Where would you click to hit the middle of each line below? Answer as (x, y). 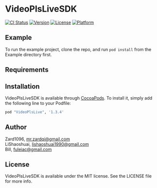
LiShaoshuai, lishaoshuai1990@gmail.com (47, 144)
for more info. (19, 181)
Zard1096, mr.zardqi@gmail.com (38, 139)
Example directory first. (28, 54)
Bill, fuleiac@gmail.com (28, 149)
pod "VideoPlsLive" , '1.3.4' (35, 112)
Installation (22, 86)
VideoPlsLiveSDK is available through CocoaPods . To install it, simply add (79, 98)
